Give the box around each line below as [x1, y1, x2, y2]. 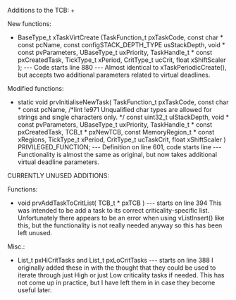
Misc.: [7, 242, 25, 251]
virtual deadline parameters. [17, 158, 100, 166]
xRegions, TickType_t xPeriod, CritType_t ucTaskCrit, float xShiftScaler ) [17, 135, 227, 144]
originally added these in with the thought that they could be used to [17, 263, 216, 272]
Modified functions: [7, 85, 65, 92]
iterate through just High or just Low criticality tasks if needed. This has [17, 271, 225, 279]
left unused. [17, 229, 53, 237]
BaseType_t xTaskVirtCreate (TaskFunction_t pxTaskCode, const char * [17, 33, 223, 42]
